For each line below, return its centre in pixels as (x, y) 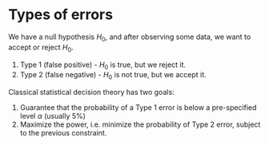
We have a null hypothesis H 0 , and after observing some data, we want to (130, 37)
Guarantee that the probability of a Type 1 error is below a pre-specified (138, 108)
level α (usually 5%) (53, 116)
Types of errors (61, 15)
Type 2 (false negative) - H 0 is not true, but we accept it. (113, 76)
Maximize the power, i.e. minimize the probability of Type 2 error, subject (140, 124)
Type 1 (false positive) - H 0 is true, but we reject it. (103, 65)
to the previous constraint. (63, 133)
